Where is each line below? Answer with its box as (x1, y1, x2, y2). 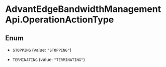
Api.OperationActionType (5, 14, 114, 25)
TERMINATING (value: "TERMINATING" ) (12, 57, 86, 63)
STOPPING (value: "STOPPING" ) (12, 47, 72, 53)
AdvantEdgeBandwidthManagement (5, 3, 161, 15)
